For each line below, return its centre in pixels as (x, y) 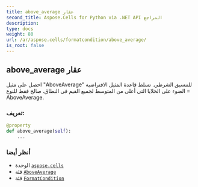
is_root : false (25, 46)
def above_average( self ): (39, 131)
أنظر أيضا (18, 152)
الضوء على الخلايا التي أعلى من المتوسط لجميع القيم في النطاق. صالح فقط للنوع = (98, 90)
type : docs (20, 29)
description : (23, 23)
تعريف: (16, 113)
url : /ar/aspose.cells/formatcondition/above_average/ (76, 40)
